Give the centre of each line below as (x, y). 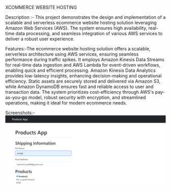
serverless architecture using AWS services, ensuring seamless (72, 54)
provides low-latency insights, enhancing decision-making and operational (83, 76)
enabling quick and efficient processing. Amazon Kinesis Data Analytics (81, 70)
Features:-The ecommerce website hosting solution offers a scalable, (78, 49)
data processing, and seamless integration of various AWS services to (89, 33)
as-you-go (16, 97)
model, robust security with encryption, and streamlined (87, 97)
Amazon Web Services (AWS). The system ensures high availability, (76, 28)
